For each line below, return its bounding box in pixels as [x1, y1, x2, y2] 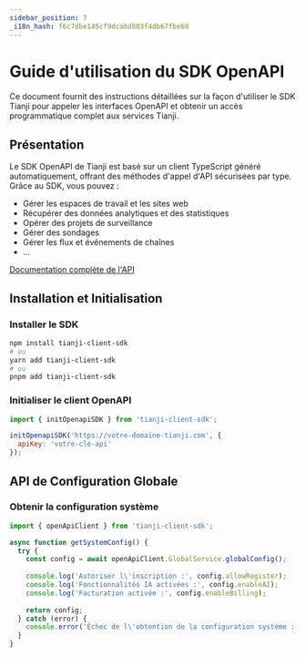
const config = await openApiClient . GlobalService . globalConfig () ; [25, 555, 287, 564]
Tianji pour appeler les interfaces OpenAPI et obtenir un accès [9, 101, 243, 112]
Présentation [9, 137, 85, 152]
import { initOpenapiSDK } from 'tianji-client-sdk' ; [9, 415, 219, 424]
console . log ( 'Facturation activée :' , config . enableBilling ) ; [25, 589, 267, 598]
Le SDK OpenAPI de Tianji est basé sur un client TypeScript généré [9, 161, 261, 172]
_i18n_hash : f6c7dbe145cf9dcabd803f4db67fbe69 [9, 22, 189, 31]
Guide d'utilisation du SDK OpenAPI [9, 61, 285, 82]
